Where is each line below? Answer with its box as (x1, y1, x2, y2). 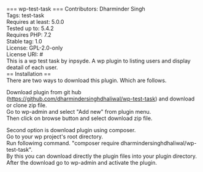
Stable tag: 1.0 (6, 38, 42, 45)
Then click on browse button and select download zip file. (6, 114, 153, 122)
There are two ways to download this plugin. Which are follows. (6, 77, 167, 84)
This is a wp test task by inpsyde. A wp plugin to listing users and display (6, 58, 191, 64)
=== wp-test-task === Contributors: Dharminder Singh (6, 6, 145, 12)
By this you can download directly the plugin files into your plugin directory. (6, 152, 197, 160)
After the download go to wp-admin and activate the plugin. (6, 159, 158, 166)
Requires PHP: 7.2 (6, 31, 52, 39)
